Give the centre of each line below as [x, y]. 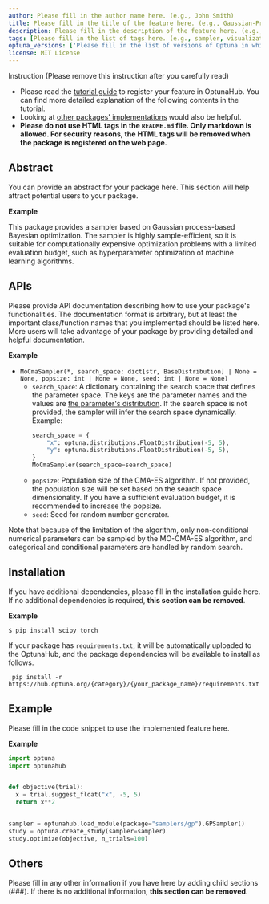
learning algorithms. [41, 261]
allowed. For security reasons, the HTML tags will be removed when [135, 134]
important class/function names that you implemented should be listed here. [134, 323]
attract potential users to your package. [73, 195]
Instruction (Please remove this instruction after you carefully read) [119, 76]
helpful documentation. [47, 340]
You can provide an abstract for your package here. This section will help [129, 187]
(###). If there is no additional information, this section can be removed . [128, 891]
